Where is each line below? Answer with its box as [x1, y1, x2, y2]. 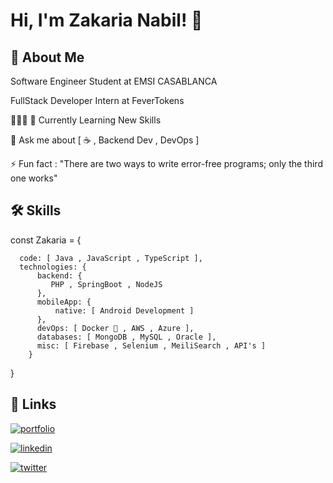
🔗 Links [10, 396, 57, 413]
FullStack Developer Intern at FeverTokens [10, 95, 185, 106]
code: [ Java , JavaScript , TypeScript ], [19, 253, 203, 263]
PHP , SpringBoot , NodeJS [50, 279, 163, 289]
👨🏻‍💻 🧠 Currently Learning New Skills [10, 114, 162, 126]
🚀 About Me [10, 49, 85, 66]
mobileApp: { [36, 297, 92, 307]
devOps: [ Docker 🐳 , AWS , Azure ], [36, 323, 195, 333]
